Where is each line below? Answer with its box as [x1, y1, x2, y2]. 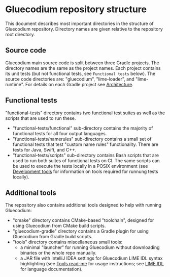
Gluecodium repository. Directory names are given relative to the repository [5, 26, 163, 32]
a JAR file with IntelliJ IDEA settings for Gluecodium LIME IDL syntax [20, 255, 163, 261]
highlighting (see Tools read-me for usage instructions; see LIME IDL [20, 261, 164, 267]
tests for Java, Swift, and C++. [12, 146, 77, 153]
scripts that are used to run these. [5, 115, 76, 121]
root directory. [5, 31, 36, 37]
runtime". [5, 81, 24, 87]
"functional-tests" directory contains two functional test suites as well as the [5, 110, 165, 116]
